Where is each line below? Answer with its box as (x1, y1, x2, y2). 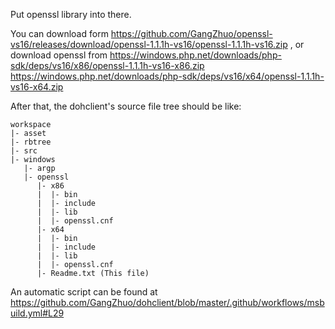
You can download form (10, 28, 109, 39)
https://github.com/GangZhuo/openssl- (110, 28, 273, 39)
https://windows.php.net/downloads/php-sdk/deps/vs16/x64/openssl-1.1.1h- (10, 70, 325, 82)
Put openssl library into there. (10, 9, 132, 20)
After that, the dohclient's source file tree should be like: (10, 100, 242, 112)
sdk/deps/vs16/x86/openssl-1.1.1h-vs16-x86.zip (10, 60, 205, 71)
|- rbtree (10, 137, 52, 147)
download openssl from (10, 49, 108, 61)
